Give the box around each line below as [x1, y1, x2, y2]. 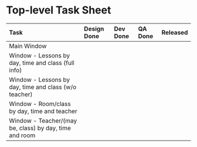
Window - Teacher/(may [9, 117, 77, 125]
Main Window [9, 42, 47, 50]
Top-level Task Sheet [6, 4, 111, 17]
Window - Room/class [9, 100, 72, 108]
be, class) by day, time [9, 124, 72, 132]
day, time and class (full [9, 59, 74, 67]
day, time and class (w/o [9, 83, 77, 91]
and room [9, 131, 36, 139]
